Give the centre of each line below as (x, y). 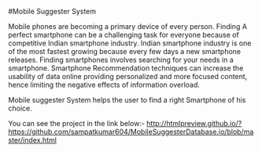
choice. (20, 108)
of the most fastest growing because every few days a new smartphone (125, 51)
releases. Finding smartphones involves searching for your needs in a (121, 60)
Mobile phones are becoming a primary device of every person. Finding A (128, 26)
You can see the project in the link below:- (77, 123)
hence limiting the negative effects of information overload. (104, 85)
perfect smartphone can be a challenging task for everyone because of (124, 35)
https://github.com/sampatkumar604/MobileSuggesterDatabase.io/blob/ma (131, 132)
